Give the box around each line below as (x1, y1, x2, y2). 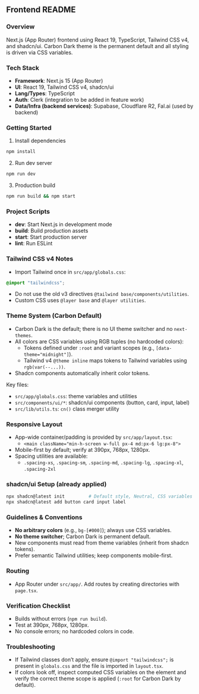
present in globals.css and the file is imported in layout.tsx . (14, 662, 164, 670)
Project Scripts (6, 207, 50, 215)
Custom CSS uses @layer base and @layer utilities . (14, 297, 146, 304)
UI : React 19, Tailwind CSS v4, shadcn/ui (14, 83, 114, 90)
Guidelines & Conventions (6, 513, 83, 521)
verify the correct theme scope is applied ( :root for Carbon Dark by (14, 675, 181, 682)
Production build (14, 182, 55, 189)
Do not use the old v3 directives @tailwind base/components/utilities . (14, 290, 189, 298)
